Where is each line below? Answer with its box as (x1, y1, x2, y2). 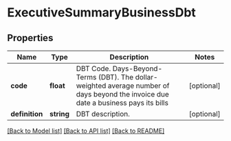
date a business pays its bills (76, 98, 168, 107)
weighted (76, 81, 107, 90)
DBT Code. (76, 64, 111, 73)
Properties (7, 32, 54, 44)
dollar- (135, 73, 158, 81)
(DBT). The (98, 73, 134, 81)
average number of (107, 81, 170, 90)
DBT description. (76, 110, 131, 118)
